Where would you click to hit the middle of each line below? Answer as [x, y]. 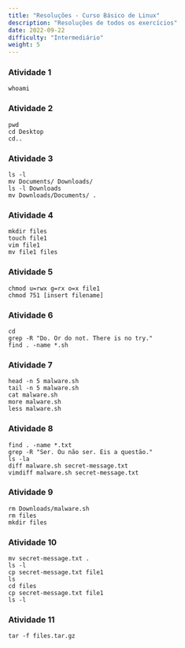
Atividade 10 [33, 542]
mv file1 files [33, 252]
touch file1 [28, 238]
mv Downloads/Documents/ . [52, 196]
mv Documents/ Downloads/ [50, 182]
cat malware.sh [33, 395]
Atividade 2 [31, 109]
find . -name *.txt [40, 445]
